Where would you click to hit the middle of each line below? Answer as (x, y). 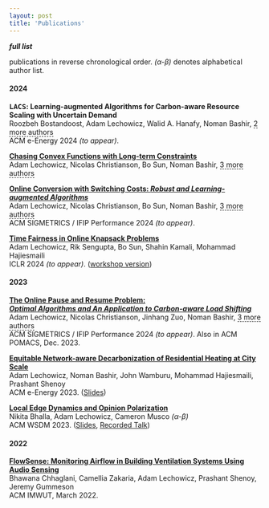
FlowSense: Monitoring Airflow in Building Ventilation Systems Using (127, 461)
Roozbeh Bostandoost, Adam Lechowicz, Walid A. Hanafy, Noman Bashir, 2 (134, 123)
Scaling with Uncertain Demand (63, 115)
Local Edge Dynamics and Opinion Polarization (89, 408)
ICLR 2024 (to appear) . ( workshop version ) (81, 264)
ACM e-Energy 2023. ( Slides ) (58, 392)
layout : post (31, 16)
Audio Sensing (34, 469)
